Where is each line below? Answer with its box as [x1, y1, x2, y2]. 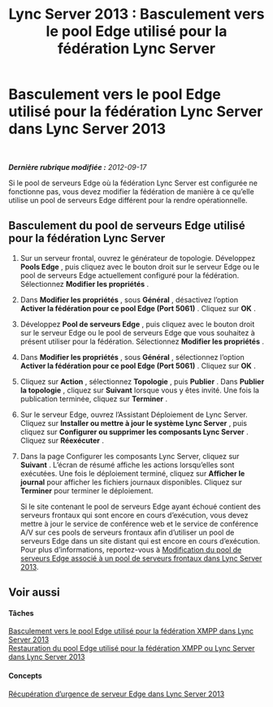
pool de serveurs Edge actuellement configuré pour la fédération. [19, 270, 240, 280]
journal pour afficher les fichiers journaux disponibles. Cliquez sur [19, 477, 242, 487]
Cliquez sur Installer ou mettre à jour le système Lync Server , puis [19, 418, 248, 427]
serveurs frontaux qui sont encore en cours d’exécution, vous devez [19, 510, 249, 520]
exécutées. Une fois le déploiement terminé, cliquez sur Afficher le [19, 468, 245, 478]
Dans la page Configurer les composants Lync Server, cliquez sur [19, 451, 240, 461]
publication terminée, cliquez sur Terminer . [19, 393, 168, 403]
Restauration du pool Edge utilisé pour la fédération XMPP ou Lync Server [8, 644, 255, 653]
